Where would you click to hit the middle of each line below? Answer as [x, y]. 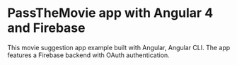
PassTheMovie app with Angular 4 [110, 13]
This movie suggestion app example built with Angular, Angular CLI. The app [119, 47]
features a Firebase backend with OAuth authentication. [88, 55]
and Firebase [46, 28]
